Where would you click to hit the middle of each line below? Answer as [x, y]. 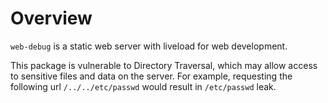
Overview [51, 18]
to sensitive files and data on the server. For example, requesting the [151, 76]
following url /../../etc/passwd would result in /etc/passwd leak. [143, 86]
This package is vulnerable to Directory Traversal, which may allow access [164, 65]
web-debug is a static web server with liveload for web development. [149, 46]
